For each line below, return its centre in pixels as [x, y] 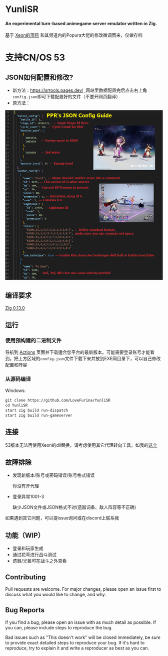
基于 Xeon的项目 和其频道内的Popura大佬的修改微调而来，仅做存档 [74, 35]
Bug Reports [25, 610]
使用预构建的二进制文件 [33, 341]
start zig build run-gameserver [39, 415]
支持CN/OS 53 [35, 57]
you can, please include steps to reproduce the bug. [59, 627]
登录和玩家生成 [28, 549]
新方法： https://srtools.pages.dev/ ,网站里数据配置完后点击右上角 [80, 90]
